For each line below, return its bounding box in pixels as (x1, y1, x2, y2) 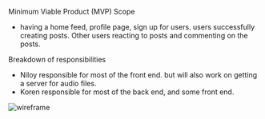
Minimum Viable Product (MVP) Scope (8, 7, 135, 16)
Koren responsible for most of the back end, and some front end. (19, 87, 235, 97)
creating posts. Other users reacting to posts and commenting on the (19, 31, 248, 40)
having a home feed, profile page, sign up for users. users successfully (19, 22, 255, 31)
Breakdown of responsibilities (8, 55, 106, 64)
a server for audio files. (19, 79, 97, 88)
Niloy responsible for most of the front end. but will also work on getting (19, 70, 258, 79)
